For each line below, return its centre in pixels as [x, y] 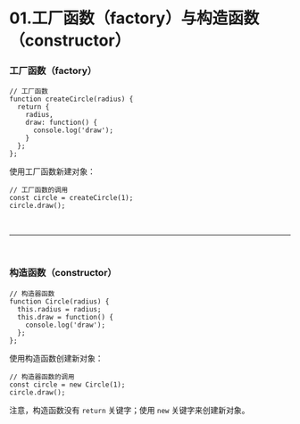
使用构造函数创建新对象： [56, 358]
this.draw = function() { [66, 317]
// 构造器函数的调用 [42, 377]
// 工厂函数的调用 [39, 190]
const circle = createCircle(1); [71, 198]
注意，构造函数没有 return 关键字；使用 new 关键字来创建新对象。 [129, 410]
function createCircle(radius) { [71, 99]
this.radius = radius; [59, 309]
